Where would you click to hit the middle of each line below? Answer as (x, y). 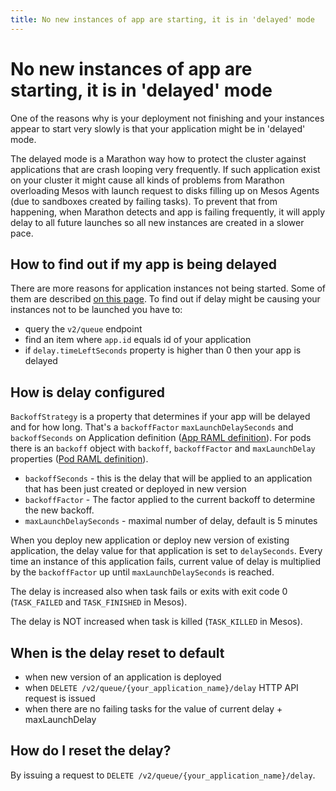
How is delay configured (88, 392)
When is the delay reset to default (117, 652)
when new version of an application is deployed (123, 677)
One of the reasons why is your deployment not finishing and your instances (167, 118)
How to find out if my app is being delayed (144, 264)
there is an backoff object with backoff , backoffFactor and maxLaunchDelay (163, 448)
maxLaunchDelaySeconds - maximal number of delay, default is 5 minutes (171, 521)
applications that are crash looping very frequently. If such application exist (165, 169)
